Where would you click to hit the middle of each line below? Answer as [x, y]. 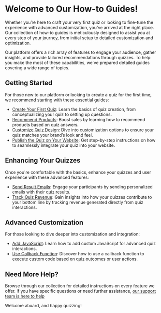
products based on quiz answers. [45, 125]
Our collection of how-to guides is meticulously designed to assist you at [78, 32]
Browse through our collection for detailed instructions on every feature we [80, 286]
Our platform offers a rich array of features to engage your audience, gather [80, 52]
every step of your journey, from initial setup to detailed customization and [79, 38]
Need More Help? [32, 274]
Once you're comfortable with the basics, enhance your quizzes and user [78, 172]
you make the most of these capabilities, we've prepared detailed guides [77, 63]
